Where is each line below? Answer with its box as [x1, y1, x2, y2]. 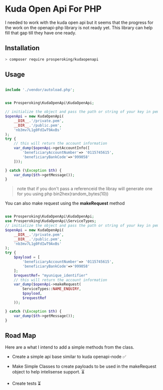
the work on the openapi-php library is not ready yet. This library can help [5, 24, 153, 30]
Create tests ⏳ [12, 381, 41, 387]
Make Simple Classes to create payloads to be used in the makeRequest [12, 364, 157, 370]
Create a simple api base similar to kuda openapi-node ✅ [12, 354, 127, 360]
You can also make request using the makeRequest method [5, 201, 125, 206]
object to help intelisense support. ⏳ [12, 369, 85, 375]
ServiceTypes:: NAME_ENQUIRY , [22, 286, 81, 292]
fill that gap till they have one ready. [5, 30, 77, 36]
